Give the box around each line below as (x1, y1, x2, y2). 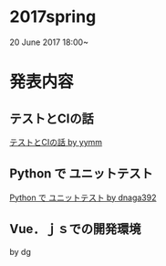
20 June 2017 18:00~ (9, 37, 89, 48)
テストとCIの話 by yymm (9, 136, 103, 147)
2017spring (9, 6, 97, 27)
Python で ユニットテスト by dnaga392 (9, 192, 157, 203)
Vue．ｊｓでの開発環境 (9, 221, 141, 237)
